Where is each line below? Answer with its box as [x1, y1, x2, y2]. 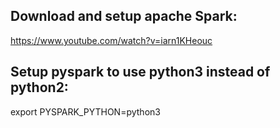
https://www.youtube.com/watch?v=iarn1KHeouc [10, 34, 213, 46]
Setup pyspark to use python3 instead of [10, 64, 271, 81]
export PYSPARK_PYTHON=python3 [10, 105, 161, 118]
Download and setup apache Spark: [10, 8, 238, 25]
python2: [10, 79, 69, 96]
